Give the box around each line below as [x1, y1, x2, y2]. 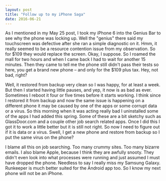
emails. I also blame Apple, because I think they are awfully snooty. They [5, 149, 154, 155]
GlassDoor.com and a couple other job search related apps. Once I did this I [5, 119, 160, 124]
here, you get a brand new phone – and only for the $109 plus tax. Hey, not [5, 67, 158, 73]
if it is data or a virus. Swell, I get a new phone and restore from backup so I [5, 129, 160, 135]
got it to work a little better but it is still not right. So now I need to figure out [5, 124, 160, 130]
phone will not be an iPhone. [5, 171, 64, 177]
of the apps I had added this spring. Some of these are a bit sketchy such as [5, 114, 162, 120]
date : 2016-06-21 [5, 16, 41, 21]
